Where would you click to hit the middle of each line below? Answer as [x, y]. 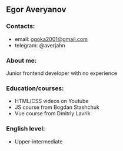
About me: [21, 60]
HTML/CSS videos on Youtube [51, 101]
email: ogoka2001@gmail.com [51, 39]
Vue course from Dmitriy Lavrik [52, 114]
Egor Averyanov [36, 10]
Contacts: [21, 26]
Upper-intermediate [39, 141]
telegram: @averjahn [40, 45]
